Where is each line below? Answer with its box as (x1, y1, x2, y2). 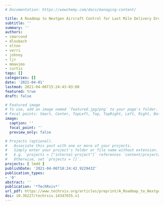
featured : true (5, 89, 36, 94)
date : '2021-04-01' (5, 80, 45, 85)
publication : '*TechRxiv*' (5, 184, 60, 189)
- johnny (5, 52, 23, 57)
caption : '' (9, 121, 34, 126)
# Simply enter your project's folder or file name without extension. (5, 148, 159, 153)
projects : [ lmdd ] (5, 161, 45, 166)
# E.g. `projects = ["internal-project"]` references (5, 153, 121, 157)
